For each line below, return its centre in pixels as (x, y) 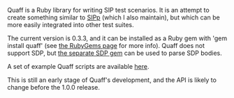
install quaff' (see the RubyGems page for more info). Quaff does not (106, 46)
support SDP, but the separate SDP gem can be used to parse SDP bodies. (115, 53)
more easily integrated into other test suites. (71, 25)
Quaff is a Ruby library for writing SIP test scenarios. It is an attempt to (108, 10)
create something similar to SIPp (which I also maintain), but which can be (114, 17)
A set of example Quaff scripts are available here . (78, 66)
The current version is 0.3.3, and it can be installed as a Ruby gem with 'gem (117, 38)
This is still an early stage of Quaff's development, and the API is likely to (112, 80)
